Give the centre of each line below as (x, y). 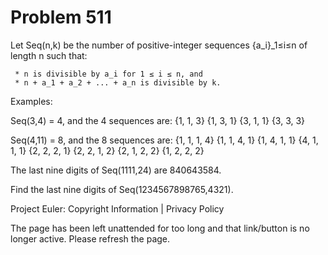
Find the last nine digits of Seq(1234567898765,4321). (122, 189)
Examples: (31, 101)
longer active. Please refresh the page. (90, 238)
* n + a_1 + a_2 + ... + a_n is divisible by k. (118, 82)
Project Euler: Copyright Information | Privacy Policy (117, 208)
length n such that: (49, 55)
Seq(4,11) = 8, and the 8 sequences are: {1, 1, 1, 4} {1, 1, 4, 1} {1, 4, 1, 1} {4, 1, (164, 140)
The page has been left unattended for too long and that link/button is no (160, 228)
